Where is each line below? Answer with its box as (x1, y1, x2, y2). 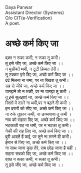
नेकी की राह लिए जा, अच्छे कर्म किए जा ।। (5, 128, 73, 134)
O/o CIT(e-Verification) (5, 15, 52, 21)
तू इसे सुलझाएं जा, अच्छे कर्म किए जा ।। (5, 94, 69, 100)
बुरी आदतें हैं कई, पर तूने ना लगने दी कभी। (5, 133, 72, 139)
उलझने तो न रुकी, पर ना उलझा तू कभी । (5, 88, 71, 94)
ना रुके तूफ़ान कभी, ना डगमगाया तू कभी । (5, 111, 71, 117)
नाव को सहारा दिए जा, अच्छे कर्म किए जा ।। (5, 116, 75, 122)
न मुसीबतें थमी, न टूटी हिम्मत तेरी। (5, 66, 59, 72)
